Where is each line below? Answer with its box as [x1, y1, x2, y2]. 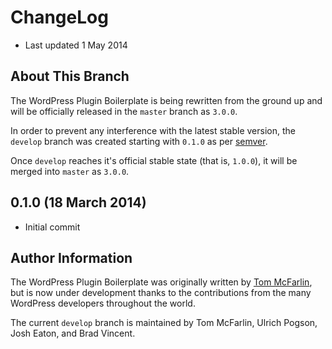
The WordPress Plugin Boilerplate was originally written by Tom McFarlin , [10, 276, 313, 288]
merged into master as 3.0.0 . [10, 165, 130, 177]
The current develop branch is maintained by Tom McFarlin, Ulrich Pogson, [10, 317, 318, 329]
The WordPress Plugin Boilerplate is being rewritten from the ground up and [10, 94, 323, 106]
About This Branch [10, 68, 130, 85]
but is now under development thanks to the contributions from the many [10, 287, 312, 299]
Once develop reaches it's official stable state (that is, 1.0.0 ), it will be [10, 154, 298, 166]
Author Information [10, 249, 133, 266]
